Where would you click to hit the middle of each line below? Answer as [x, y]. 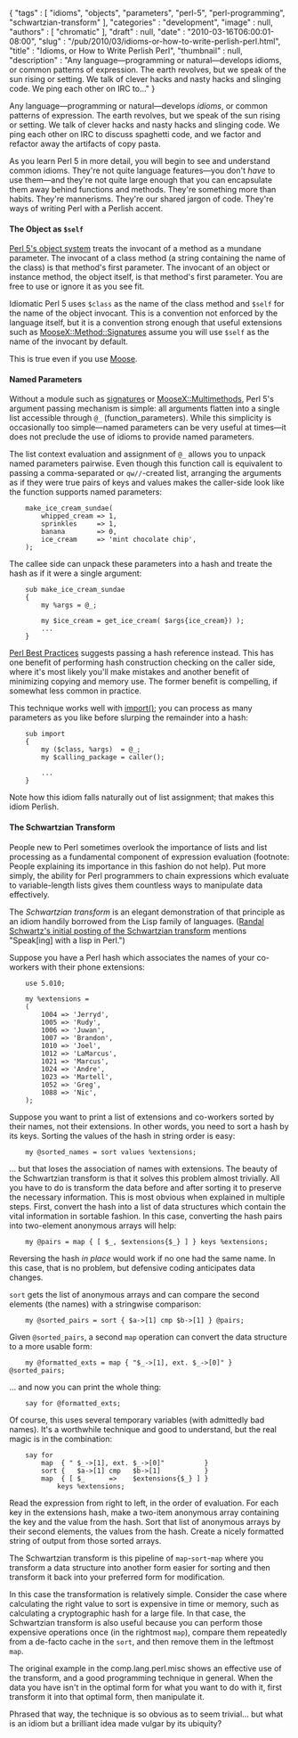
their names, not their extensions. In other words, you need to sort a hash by [149, 1126]
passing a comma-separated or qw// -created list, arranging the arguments [145, 473]
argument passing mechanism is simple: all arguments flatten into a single [145, 408]
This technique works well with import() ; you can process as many [131, 709]
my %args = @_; [69, 605]
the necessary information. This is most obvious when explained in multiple [147, 1197]
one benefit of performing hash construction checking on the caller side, [142, 662]
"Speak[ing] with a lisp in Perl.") [68, 940]
